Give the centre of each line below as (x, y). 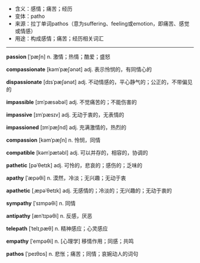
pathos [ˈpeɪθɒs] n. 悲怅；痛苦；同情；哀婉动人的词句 (72, 254)
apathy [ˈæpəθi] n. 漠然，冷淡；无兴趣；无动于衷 (66, 178)
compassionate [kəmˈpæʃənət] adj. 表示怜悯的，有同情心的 (79, 69)
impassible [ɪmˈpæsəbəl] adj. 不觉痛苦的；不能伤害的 (71, 102)
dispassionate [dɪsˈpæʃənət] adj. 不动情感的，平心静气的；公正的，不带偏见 (99, 82)
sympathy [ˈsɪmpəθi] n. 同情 (41, 203)
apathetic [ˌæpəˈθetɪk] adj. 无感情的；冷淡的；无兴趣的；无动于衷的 (89, 190)
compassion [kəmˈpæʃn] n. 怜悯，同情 (54, 140)
